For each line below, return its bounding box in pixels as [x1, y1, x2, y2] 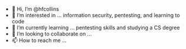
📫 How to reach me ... [11, 37, 67, 44]
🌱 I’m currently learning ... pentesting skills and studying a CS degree [11, 24, 180, 31]
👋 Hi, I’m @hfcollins [11, 6, 59, 12]
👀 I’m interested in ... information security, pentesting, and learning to [11, 12, 180, 19]
